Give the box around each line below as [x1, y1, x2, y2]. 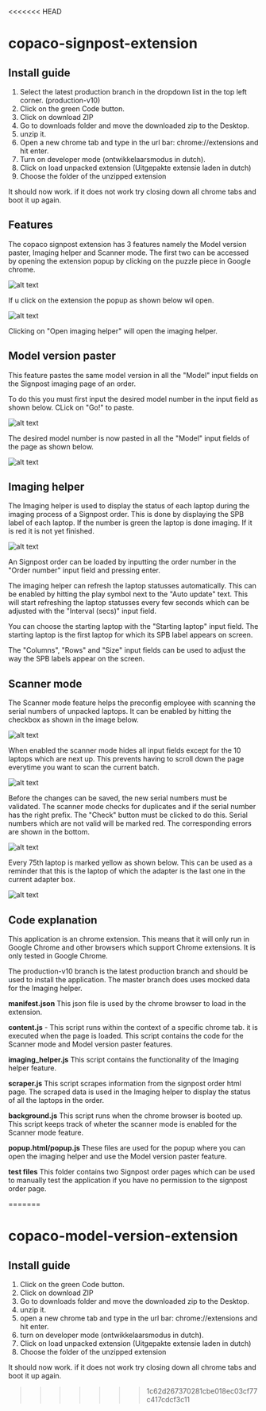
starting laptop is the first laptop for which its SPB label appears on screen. [8, 630, 253, 640]
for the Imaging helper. [8, 984, 83, 993]
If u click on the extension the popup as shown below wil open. [8, 295, 214, 305]
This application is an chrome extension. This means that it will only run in [8, 935, 250, 944]
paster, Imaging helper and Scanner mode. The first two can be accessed [8, 248, 249, 257]
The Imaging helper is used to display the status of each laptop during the [8, 501, 250, 511]
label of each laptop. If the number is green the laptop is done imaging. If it [8, 518, 253, 527]
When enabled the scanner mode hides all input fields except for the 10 [8, 746, 241, 755]
